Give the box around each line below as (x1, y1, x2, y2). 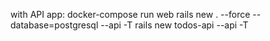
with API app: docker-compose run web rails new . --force (10, 9, 251, 20)
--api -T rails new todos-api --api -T (100, 19, 249, 31)
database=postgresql (10, 19, 99, 31)
